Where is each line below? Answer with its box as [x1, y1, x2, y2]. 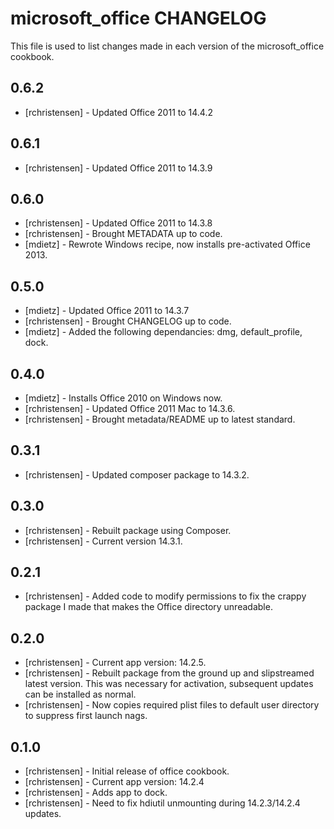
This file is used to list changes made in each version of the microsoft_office [10, 40, 325, 52]
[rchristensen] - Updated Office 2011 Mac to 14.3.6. [24, 403, 236, 414]
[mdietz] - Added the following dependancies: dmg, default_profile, [24, 326, 303, 338]
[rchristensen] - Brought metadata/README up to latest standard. [24, 413, 296, 425]
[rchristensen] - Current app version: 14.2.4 [24, 776, 205, 788]
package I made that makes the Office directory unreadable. [24, 601, 273, 613]
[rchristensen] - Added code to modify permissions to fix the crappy [24, 590, 307, 602]
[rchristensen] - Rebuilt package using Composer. [24, 524, 232, 536]
